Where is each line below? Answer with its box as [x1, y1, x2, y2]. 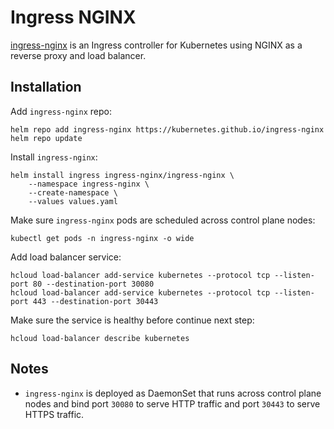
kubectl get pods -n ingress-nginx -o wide [10, 233, 195, 243]
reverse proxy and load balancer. [10, 49, 147, 61]
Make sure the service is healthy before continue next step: [10, 314, 255, 326]
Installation [10, 79, 82, 96]
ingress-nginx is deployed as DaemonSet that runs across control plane [24, 387, 322, 399]
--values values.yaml [28, 196, 118, 206]
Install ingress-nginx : [10, 151, 98, 163]
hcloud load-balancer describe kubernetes [10, 333, 190, 343]
